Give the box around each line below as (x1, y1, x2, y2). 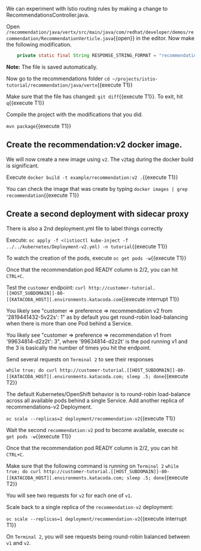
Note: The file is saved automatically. (6, 63, 98, 71)
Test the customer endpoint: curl (6, 284, 87, 291)
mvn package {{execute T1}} (6, 122, 72, 129)
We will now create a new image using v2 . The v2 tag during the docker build (6, 156, 194, 163)
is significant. (6, 162, 39, 169)
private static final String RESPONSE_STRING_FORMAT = (17, 53, 157, 59)
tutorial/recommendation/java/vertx (6, 82, 98, 89)
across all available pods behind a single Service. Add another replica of (6, 397, 184, 404)
